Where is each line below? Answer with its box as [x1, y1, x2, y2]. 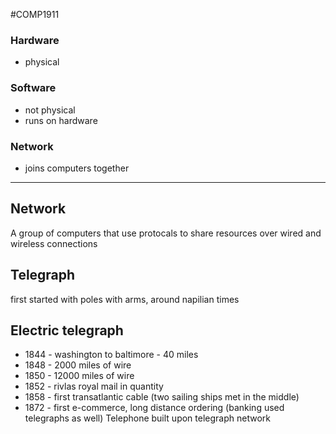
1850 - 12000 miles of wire [24, 370, 135, 382]
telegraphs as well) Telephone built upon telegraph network [24, 412, 271, 424]
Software [10, 81, 57, 95]
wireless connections [10, 237, 98, 249]
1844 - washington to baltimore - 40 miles [24, 349, 199, 361]
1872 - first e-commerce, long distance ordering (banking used [24, 402, 285, 414]
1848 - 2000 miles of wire [24, 359, 132, 371]
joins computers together [24, 162, 130, 174]
